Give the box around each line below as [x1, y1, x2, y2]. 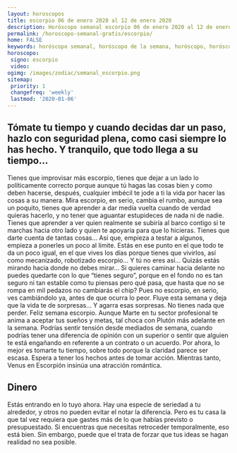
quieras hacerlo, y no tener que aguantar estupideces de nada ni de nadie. [7, 211, 224, 219]
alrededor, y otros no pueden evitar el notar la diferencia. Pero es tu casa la [7, 407, 226, 416]
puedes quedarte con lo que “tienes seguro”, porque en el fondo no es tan [7, 271, 224, 279]
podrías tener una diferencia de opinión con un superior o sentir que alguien [7, 331, 229, 339]
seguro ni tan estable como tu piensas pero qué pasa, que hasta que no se [7, 278, 224, 286]
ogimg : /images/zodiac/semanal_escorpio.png [7, 69, 140, 76]
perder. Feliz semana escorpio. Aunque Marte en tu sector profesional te [7, 308, 219, 317]
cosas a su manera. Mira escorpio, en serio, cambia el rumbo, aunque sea [7, 195, 223, 205]
